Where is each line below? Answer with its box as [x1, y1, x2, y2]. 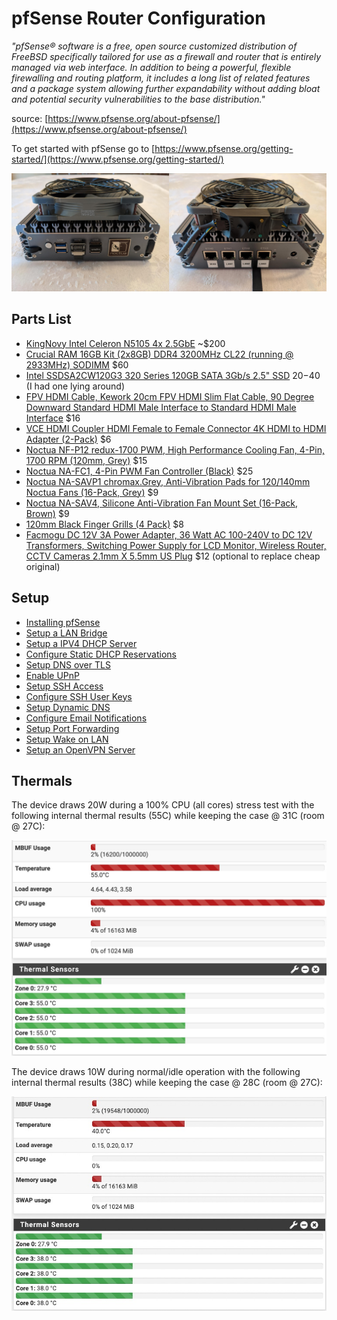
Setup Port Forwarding [25, 722, 120, 734]
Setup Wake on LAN [25, 733, 109, 745]
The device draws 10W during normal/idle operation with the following [11, 1065, 301, 1077]
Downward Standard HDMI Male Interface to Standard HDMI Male [25, 401, 297, 413]
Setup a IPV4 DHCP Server [25, 637, 138, 649]
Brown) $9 [25, 507, 70, 519]
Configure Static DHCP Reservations [25, 648, 177, 660]
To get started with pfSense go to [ [11, 142, 156, 154]
